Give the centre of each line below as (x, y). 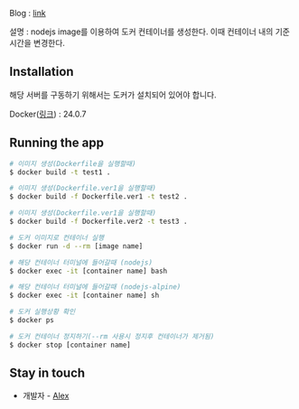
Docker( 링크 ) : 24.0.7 (48, 114)
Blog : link (28, 13)
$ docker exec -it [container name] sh (84, 296)
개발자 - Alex (46, 395)
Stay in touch (47, 373)
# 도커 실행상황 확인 (42, 312)
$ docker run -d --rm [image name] (76, 246)
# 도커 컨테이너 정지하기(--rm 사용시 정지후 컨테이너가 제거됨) (112, 336)
